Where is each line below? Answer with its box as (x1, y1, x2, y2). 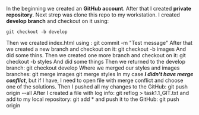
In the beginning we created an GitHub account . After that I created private (6, 5, 192, 12)
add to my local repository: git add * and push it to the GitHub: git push (6, 96, 179, 103)
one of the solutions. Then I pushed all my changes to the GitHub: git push (6, 83, 188, 90)
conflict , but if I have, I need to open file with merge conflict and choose (6, 77, 184, 84)
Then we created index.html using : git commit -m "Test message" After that (6, 40, 193, 46)
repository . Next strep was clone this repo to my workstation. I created (6, 11, 180, 18)
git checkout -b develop (6, 29, 68, 35)
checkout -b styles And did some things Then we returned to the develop (6, 58, 186, 65)
